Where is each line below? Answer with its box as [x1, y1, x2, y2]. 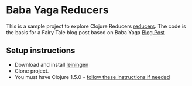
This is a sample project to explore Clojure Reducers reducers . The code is [6, 23, 186, 30]
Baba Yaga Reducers [6, 3, 109, 17]
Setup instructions [6, 46, 76, 56]
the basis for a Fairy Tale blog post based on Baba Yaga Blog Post [6, 28, 165, 35]
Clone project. [14, 67, 49, 74]
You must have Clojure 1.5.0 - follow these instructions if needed [14, 73, 170, 80]
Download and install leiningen [14, 61, 89, 68]
